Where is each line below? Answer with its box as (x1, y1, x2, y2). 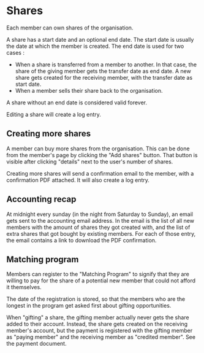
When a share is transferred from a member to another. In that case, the (15, 61, 197, 68)
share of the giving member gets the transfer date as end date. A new (15, 67, 191, 74)
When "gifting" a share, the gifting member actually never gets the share (6, 314, 189, 321)
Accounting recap (6, 194, 77, 204)
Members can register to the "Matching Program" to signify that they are (6, 271, 190, 278)
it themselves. (6, 284, 42, 291)
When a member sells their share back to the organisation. (15, 87, 164, 94)
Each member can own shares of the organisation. (6, 24, 134, 31)
